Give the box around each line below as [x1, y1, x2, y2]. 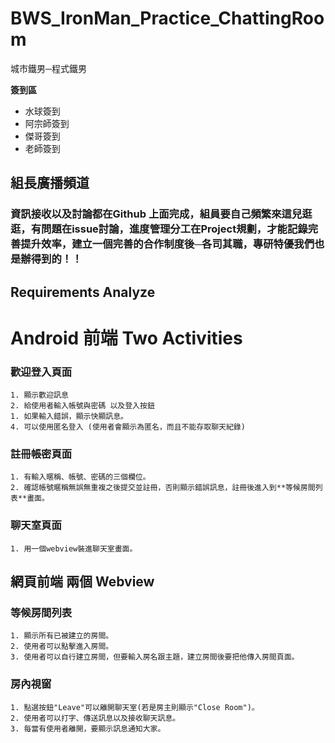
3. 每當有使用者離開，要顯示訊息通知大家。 [10, 723, 166, 734]
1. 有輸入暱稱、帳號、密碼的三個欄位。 [10, 472, 151, 482]
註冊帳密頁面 [10, 447, 73, 461]
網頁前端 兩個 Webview [10, 573, 155, 591]
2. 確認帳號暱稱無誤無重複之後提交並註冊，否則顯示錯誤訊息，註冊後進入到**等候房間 [10, 483, 316, 493]
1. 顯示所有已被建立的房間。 [10, 631, 114, 641]
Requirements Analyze [10, 283, 156, 301]
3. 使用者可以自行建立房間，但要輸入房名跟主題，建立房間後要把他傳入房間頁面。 [10, 652, 300, 662]
